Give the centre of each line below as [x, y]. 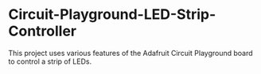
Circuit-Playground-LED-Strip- [112, 15]
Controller [43, 31]
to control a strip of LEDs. [50, 61]
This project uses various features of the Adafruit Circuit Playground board [130, 53]
